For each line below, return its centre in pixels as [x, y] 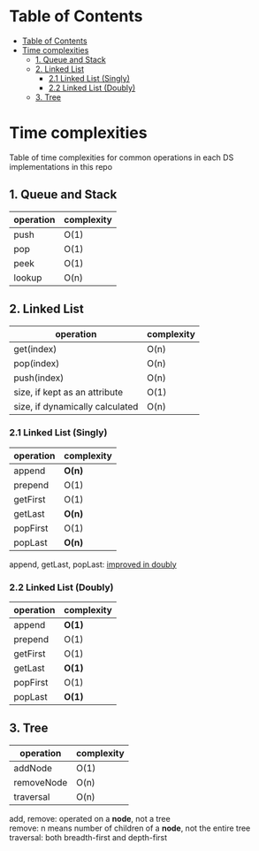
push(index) [39, 378]
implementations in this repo [61, 166]
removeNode [41, 782]
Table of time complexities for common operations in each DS [122, 157]
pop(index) [37, 363]
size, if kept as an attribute [69, 392]
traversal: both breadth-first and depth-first [88, 837]
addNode [33, 768]
